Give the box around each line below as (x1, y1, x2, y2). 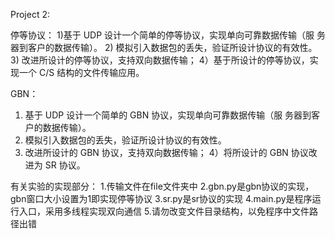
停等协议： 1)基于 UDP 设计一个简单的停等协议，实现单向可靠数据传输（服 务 (10, 29, 327, 41)
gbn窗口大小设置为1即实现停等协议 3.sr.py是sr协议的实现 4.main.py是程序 (10, 193, 313, 204)
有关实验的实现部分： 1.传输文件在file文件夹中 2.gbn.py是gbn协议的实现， (10, 180, 315, 192)
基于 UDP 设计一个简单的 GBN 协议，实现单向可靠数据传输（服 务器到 (24, 109, 312, 121)
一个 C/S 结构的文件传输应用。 (18, 67, 145, 78)
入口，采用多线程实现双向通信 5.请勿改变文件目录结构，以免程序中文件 (18, 205, 310, 217)
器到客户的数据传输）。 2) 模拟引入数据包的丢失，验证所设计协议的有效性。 (10, 42, 318, 53)
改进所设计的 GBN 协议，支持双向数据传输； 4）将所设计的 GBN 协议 (24, 147, 309, 158)
